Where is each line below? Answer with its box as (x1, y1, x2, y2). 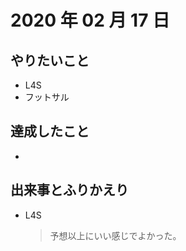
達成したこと (10, 123, 90, 140)
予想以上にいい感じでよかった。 (49, 229, 182, 241)
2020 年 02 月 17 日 (10, 9, 171, 32)
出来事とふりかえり (10, 182, 129, 199)
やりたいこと (10, 52, 90, 69)
